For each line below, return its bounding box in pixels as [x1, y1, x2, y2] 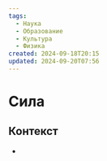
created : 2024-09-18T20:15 [8, 50, 100, 58]
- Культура [15, 34, 53, 43]
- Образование [15, 27, 63, 35]
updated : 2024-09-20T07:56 [8, 58, 100, 66]
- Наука [15, 20, 42, 28]
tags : [8, 11, 27, 20]
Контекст [8, 124, 58, 138]
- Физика [15, 42, 45, 50]
